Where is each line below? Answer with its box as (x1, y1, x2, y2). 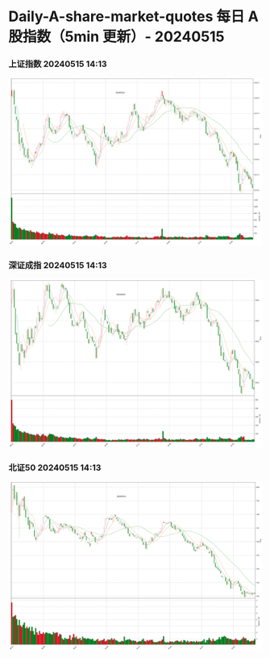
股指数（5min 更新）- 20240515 (8, 27, 225, 46)
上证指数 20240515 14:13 (8, 58, 107, 69)
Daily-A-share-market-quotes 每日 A (8, 7, 260, 26)
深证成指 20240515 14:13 (8, 260, 107, 271)
